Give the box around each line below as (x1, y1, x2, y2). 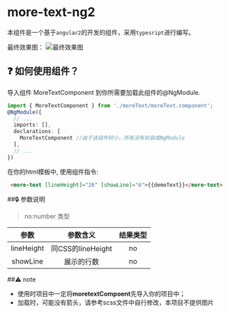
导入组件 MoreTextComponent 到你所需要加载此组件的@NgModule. (7, 88, 201, 96)
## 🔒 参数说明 (7, 194, 45, 203)
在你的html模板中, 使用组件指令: (7, 167, 99, 176)
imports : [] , (13, 121, 52, 129)
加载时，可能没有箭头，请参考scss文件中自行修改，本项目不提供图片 (17, 298, 214, 307)
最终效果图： (7, 43, 44, 51)
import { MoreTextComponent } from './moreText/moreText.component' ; (7, 102, 214, 109)
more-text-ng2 (7, 4, 95, 20)
